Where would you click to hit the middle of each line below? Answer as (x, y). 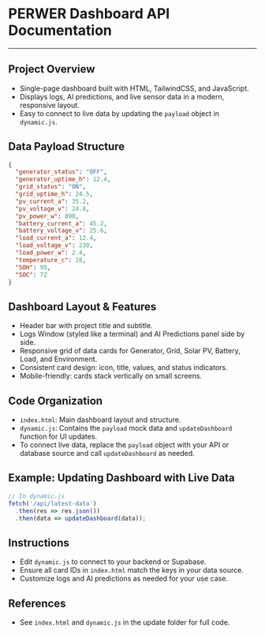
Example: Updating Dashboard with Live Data (121, 478)
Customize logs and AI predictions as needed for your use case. (124, 579)
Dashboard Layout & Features (82, 306)
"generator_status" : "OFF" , (62, 172)
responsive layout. (50, 105)
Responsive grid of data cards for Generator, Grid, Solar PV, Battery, (130, 351)
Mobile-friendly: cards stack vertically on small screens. (111, 376)
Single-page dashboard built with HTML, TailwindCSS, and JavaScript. (134, 88)
